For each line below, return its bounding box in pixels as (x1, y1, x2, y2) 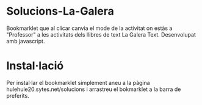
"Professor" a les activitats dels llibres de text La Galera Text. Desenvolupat (6, 31, 197, 38)
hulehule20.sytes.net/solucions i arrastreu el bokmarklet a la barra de (6, 85, 181, 93)
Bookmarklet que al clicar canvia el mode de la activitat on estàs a (6, 24, 173, 32)
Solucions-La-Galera (6, 4, 114, 18)
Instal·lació (6, 59, 64, 73)
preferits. (6, 92, 29, 99)
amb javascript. (6, 37, 45, 45)
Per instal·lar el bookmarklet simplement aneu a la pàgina (6, 79, 151, 86)
